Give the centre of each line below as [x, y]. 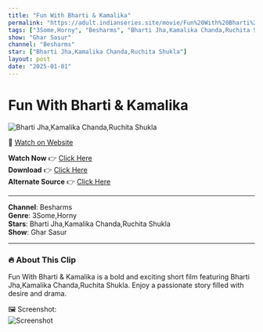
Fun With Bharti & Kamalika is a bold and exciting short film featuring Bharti [129, 276]
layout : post [29, 60]
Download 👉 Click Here [48, 170]
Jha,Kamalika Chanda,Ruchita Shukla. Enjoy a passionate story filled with [126, 285]
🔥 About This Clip [42, 260]
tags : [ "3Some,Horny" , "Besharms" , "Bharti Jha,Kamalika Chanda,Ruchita [129, 30]
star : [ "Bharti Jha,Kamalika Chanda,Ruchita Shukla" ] [98, 52]
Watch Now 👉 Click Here [50, 158]
